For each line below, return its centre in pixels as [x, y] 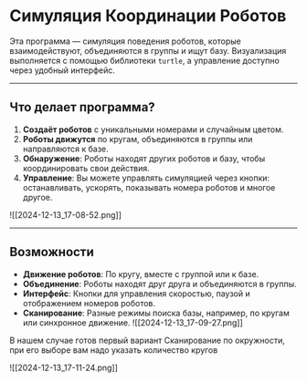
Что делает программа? [82, 107]
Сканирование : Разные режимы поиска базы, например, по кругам [156, 313]
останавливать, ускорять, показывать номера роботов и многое [149, 187]
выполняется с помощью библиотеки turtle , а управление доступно [145, 60]
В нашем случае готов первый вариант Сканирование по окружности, [148, 340]
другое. [37, 197]
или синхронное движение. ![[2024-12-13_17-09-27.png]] [133, 322]
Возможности [52, 252]
